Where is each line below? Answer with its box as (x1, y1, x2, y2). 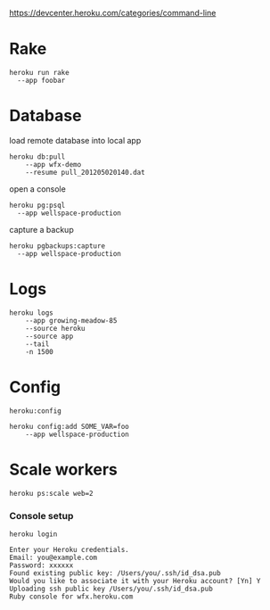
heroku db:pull (9, 152, 66, 161)
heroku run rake (9, 68, 70, 77)
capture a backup (9, 224, 74, 235)
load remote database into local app (9, 135, 142, 145)
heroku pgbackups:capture (9, 241, 105, 251)
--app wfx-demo (25, 160, 82, 169)
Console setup (9, 509, 74, 522)
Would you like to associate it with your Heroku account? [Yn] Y (9, 576, 261, 585)
